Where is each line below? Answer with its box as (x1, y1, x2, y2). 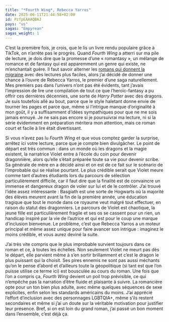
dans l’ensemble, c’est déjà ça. (5, 311, 69, 317)
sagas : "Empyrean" (5, 26, 44, 31)
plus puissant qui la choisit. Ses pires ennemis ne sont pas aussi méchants (5, 257, 160, 263)
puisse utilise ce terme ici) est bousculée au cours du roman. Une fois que (5, 268, 159, 274)
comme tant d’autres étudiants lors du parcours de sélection (5, 173, 130, 178)
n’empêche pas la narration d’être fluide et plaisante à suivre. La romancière (5, 279, 162, 285)
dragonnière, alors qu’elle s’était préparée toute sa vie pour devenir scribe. (5, 156, 160, 162)
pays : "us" (5, 21, 28, 27)
